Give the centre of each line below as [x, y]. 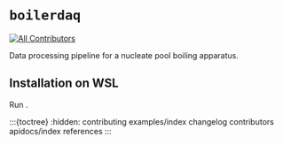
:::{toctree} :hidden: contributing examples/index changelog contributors [142, 121]
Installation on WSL [64, 84]
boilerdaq [45, 15]
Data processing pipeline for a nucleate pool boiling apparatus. [124, 55]
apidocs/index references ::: [61, 131]
